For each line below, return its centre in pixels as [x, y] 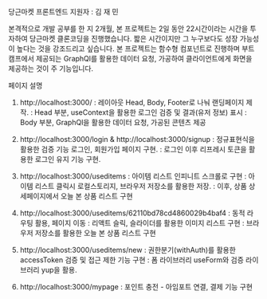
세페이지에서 [39, 196]
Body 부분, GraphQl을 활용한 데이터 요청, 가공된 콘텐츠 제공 [113, 122]
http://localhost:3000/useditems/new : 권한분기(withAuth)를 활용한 [128, 250]
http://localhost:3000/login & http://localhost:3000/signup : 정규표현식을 [137, 139]
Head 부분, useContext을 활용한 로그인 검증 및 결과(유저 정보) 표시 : [141, 112]
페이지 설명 [26, 85]
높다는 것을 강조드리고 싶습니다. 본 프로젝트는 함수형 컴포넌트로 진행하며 [128, 49]
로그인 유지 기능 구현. [68, 159]
